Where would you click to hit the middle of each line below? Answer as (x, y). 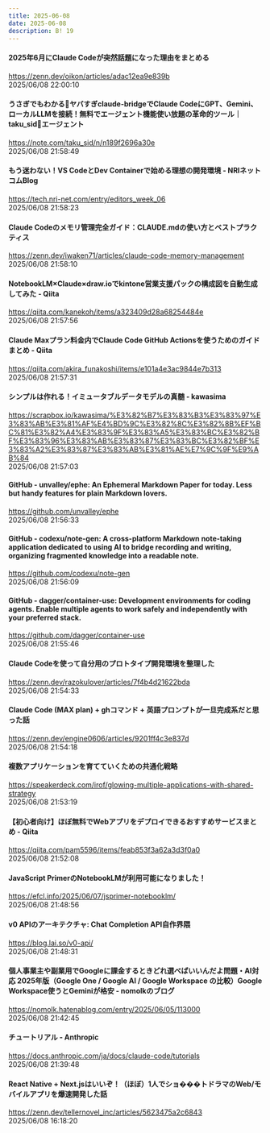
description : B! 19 (41, 31)
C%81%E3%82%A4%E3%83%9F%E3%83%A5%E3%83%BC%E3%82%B (134, 432)
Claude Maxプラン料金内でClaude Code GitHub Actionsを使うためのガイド (134, 340)
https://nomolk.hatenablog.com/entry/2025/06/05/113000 (104, 1009)
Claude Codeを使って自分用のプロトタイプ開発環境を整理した (112, 663)
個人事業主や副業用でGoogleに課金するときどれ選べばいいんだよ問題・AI (130, 971)
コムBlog (23, 181)
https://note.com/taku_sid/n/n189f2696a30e (82, 143)
